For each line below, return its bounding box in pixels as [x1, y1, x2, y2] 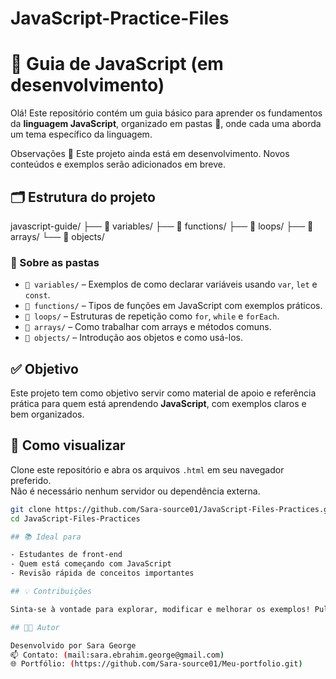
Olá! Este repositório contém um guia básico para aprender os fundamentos [10, 107, 323, 119]
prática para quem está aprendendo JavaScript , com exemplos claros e [10, 398, 307, 410]
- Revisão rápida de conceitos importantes [10, 568, 195, 579]
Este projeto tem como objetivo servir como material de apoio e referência [10, 387, 317, 399]
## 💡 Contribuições [10, 587, 93, 597]
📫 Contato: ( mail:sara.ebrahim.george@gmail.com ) [10, 650, 225, 660]
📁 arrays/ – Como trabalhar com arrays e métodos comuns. [24, 321, 272, 333]
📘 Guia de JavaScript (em [10, 53, 224, 76]
